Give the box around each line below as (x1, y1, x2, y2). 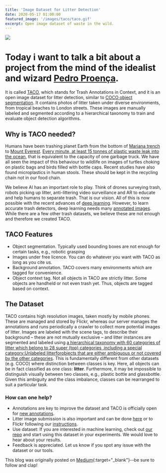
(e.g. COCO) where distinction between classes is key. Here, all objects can (5, 360, 160, 366)
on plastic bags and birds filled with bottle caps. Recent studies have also (5, 164, 155, 170)
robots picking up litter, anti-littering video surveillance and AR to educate (5, 189, 156, 195)
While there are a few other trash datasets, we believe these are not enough (5, 211, 160, 216)
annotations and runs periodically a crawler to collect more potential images (5, 323, 160, 330)
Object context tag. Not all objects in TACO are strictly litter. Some (12, 275, 147, 281)
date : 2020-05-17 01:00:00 (5, 12, 61, 17)
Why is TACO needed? (5, 130, 76, 138)
